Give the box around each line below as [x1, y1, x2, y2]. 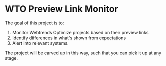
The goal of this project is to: [5, 20, 64, 26]
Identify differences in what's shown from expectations [12, 35, 126, 41]
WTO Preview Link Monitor [5, 3, 118, 15]
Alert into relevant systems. [12, 40, 69, 46]
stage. [5, 55, 18, 61]
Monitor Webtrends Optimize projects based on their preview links [12, 29, 149, 35]
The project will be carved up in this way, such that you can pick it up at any [5, 50, 161, 56]
